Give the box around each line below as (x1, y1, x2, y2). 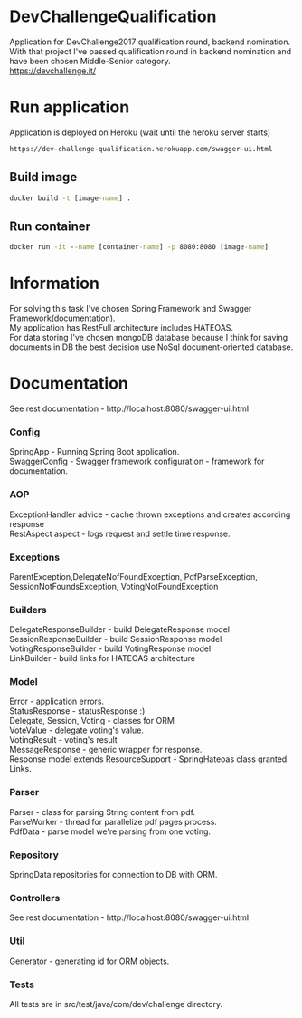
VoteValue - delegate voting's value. (9, 725, 145, 735)
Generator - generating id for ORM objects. (9, 956, 170, 966)
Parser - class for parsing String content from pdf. (9, 806, 196, 817)
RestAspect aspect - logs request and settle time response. (9, 528, 231, 539)
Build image (9, 169, 78, 185)
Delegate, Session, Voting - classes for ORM (9, 715, 175, 726)
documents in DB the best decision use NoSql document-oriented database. (9, 341, 294, 352)
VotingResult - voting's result (9, 735, 118, 745)
